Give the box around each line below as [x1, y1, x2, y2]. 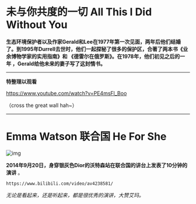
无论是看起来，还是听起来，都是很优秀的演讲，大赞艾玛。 [6, 191, 144, 199]
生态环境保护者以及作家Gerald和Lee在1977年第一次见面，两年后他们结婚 [6, 38, 181, 45]
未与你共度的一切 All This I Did [6, 5, 152, 19]
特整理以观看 [6, 78, 37, 85]
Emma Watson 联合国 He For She [6, 130, 167, 143]
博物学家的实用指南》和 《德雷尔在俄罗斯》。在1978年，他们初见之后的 [10, 53, 180, 60]
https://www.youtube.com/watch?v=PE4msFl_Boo [6, 89, 127, 96]
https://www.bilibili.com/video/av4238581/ [6, 181, 114, 186]
